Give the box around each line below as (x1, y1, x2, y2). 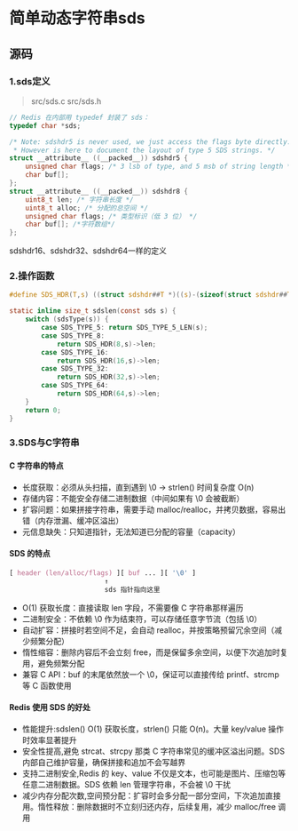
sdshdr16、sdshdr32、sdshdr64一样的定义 (9, 245, 167, 256)
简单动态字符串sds (9, 8, 146, 28)
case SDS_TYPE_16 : (41, 348, 109, 356)
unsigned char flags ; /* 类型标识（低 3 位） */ (25, 212, 198, 220)
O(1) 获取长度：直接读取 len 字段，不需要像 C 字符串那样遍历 (21, 602, 244, 613)
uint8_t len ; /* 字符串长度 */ (25, 195, 135, 204)
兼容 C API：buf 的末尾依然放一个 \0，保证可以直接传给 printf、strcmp (21, 668, 279, 680)
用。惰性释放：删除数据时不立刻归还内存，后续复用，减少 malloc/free (21, 801, 277, 811)
